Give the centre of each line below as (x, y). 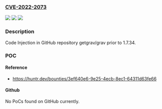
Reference (16, 68)
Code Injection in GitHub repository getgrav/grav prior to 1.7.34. (71, 42)
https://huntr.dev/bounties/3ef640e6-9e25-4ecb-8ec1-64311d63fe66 (85, 78)
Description (20, 32)
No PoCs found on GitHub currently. (42, 101)
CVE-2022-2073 (26, 7)
